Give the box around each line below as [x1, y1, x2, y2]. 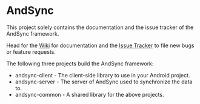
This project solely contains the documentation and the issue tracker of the [6, 24, 194, 31]
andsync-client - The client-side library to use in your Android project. [15, 71, 190, 79]
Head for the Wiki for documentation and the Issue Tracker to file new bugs [6, 42, 195, 49]
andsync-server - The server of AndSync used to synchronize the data [15, 78, 193, 85]
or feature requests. [6, 48, 56, 55]
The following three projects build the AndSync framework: [6, 60, 154, 67]
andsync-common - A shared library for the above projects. [15, 91, 164, 98]
